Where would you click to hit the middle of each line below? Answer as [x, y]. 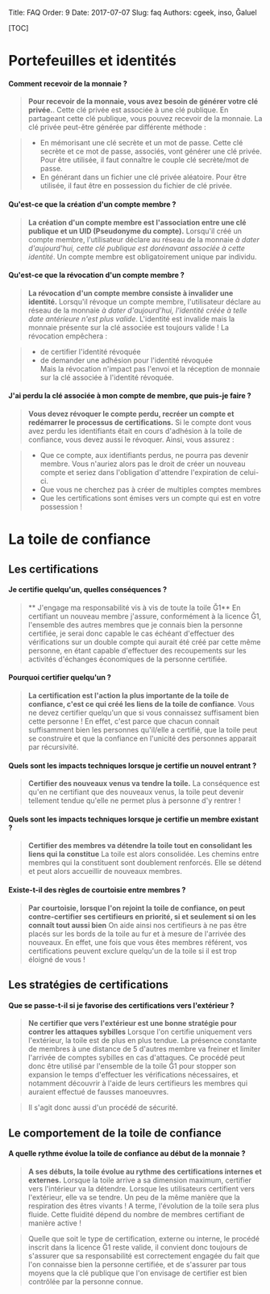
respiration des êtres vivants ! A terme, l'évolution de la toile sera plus [143, 1206]
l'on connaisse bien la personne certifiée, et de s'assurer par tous [137, 1264]
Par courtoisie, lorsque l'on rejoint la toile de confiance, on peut [137, 908]
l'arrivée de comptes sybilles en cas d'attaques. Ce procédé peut [137, 1057]
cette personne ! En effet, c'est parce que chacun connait [124, 721]
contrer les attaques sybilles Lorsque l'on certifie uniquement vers [140, 1032]
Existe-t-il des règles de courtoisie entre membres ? [97, 889]
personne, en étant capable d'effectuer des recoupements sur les [137, 650]
